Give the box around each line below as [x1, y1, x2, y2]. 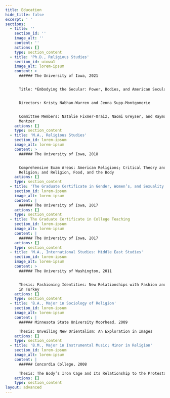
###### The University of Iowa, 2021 [18, 73, 99, 78]
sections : [5, 21, 26, 27]
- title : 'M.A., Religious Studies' [10, 132, 87, 138]
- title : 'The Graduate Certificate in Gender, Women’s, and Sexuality [10, 184, 164, 189]
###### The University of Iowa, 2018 [18, 151, 99, 157]
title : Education [5, 7, 42, 13]
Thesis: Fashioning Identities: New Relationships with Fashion [18, 282, 157, 287]
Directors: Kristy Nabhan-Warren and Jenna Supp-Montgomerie [18, 100, 151, 105]
